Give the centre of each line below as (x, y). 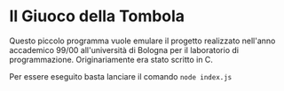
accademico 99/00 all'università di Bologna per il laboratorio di (124, 49)
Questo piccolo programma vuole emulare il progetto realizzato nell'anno (142, 41)
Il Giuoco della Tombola (97, 16)
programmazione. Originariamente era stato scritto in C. (111, 59)
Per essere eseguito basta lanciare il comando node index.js (121, 76)
